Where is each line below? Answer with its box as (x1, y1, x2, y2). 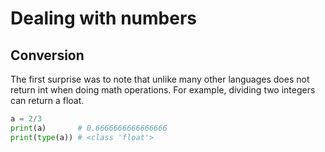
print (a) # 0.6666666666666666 (10, 123, 168, 133)
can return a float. (10, 95, 85, 106)
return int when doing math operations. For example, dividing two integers (10, 84, 316, 96)
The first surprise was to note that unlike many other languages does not (10, 73, 310, 85)
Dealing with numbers (10, 7, 197, 30)
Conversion (10, 47, 85, 64)
